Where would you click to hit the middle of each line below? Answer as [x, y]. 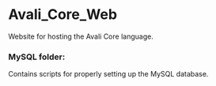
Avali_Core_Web [63, 15]
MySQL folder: [37, 57]
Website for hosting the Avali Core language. [81, 36]
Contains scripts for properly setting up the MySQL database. [108, 74]
